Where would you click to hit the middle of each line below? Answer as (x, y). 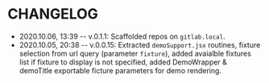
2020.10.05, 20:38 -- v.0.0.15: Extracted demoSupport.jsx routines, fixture (140, 44)
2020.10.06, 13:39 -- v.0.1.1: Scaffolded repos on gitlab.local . (122, 36)
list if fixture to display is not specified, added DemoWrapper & (123, 62)
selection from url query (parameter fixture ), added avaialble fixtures (135, 53)
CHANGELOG (53, 14)
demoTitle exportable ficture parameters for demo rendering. (120, 70)
